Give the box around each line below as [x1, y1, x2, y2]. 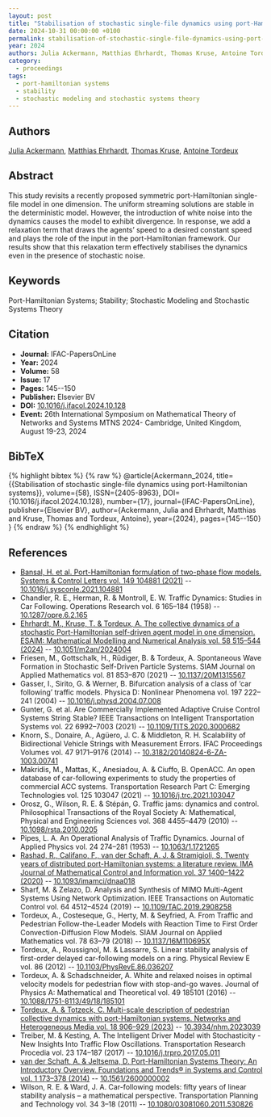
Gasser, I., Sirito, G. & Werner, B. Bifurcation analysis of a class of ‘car [19, 679, 252, 689]
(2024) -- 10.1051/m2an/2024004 [19, 645, 131, 654]
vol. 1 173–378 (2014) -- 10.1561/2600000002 [19, 1073, 170, 1083]
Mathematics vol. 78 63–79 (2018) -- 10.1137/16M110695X [19, 936, 211, 946]
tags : [8, 72, 27, 80]
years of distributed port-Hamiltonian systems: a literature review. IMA [19, 859, 254, 869]
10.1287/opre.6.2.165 [19, 611, 88, 620]
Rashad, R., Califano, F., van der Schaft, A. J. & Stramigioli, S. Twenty [19, 850, 250, 860]
